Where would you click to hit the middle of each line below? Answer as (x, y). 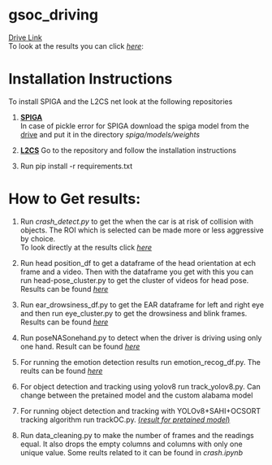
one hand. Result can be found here (80, 346)
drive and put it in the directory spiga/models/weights (110, 134)
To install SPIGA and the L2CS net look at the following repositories (121, 101)
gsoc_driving (54, 15)
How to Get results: (75, 199)
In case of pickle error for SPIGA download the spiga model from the (134, 126)
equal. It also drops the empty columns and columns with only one (131, 444)
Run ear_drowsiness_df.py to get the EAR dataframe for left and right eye (142, 304)
